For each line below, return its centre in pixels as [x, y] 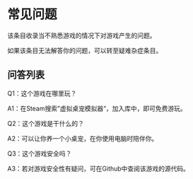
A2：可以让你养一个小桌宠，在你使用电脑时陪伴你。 [83, 138]
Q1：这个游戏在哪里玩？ [42, 93]
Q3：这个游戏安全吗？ [40, 154]
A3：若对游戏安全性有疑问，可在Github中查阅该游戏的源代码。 [98, 168]
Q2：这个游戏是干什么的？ [46, 123]
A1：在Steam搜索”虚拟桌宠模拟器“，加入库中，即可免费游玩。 [97, 108]
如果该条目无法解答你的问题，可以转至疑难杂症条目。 [85, 50]
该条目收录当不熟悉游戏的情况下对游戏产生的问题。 [82, 35]
